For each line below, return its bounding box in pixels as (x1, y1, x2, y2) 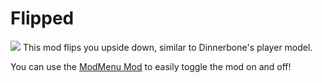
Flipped (10, 7, 75, 30)
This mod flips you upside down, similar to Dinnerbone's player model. (22, 41, 313, 53)
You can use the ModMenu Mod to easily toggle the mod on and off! (10, 60, 292, 72)
